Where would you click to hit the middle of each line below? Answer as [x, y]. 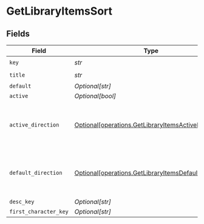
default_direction [36, 173]
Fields [18, 34]
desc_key [22, 202]
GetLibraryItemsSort [59, 11]
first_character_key [39, 212]
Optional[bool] [95, 96]
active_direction [34, 125]
